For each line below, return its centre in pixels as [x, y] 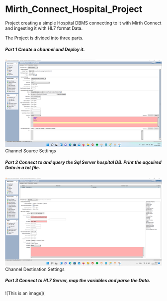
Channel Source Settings [31, 151]
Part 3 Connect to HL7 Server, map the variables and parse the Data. [78, 281]
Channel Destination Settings [35, 269]
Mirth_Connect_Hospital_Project [74, 9]
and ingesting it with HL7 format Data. [44, 28]
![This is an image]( [25, 293]
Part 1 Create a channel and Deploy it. [45, 49]
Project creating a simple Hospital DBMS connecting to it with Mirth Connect [83, 23]
